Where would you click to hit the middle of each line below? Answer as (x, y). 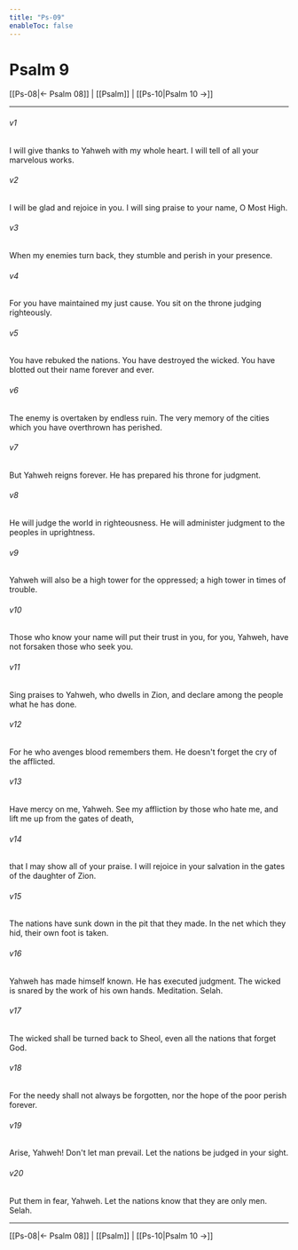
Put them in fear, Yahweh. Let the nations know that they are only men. (138, 1200)
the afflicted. (32, 761)
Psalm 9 (39, 70)
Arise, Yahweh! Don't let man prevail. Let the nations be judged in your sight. (149, 1153)
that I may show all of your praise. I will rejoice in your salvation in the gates (147, 866)
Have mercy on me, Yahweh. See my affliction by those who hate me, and (144, 810)
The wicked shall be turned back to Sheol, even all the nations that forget (143, 1038)
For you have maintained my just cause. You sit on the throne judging (135, 304)
